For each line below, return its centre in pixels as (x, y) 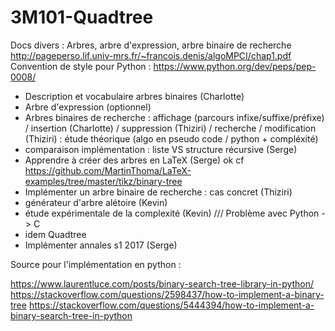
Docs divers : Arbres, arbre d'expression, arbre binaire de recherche (151, 45)
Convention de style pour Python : (81, 66)
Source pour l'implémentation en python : (96, 264)
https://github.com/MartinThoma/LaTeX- (108, 170)
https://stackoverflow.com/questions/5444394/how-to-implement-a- (171, 305)
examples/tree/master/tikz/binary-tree (103, 181)
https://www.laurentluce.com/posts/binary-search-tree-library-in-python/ (162, 283)
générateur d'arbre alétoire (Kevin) (96, 202)
